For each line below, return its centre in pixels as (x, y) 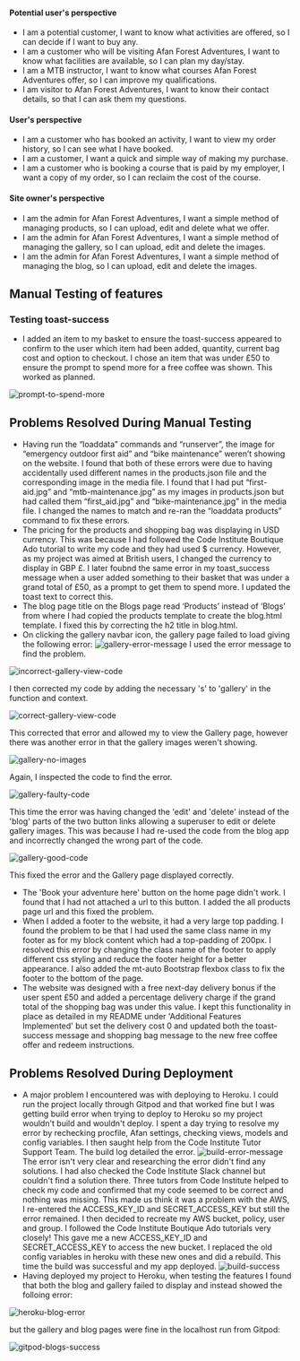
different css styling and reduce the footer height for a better (134, 959)
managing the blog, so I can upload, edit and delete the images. (140, 265)
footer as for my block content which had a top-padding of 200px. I (146, 941)
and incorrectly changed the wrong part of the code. (106, 841)
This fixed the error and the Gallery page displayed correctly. (122, 875)
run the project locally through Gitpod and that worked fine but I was (149, 1104)
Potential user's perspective (63, 13)
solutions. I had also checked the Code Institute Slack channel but (144, 1171)
